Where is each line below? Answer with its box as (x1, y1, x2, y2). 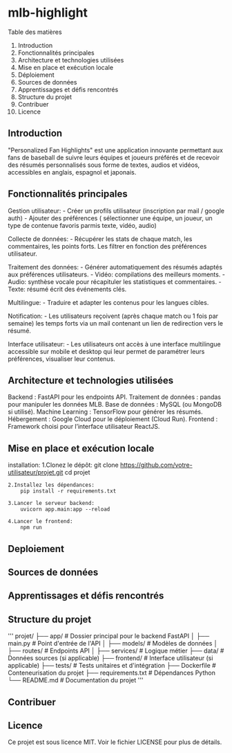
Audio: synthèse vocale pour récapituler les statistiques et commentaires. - (8, 277, 222, 285)
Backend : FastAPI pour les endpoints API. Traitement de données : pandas (8, 393, 222, 401)
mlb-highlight (8, 5, 88, 21)
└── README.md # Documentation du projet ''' (8, 676, 144, 684)
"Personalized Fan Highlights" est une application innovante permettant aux (8, 145, 224, 154)
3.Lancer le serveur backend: (8, 500, 95, 507)
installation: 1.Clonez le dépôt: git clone (8, 461, 119, 469)
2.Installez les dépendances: (8, 481, 95, 489)
